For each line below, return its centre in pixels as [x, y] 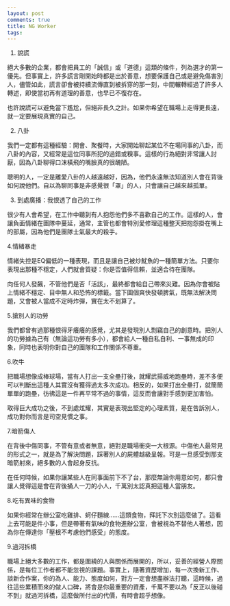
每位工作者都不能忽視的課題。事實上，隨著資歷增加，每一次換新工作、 [124, 570]
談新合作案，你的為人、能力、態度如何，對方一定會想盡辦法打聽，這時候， [112, 579]
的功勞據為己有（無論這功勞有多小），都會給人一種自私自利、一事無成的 [107, 339]
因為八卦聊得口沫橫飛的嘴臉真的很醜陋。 [76, 162]
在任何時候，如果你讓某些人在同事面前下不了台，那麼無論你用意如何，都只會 [115, 477]
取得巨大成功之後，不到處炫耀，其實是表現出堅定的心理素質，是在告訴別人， [115, 408]
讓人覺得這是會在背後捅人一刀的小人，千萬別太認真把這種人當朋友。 [103, 486]
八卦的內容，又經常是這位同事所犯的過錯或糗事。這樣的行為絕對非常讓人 [109, 154]
